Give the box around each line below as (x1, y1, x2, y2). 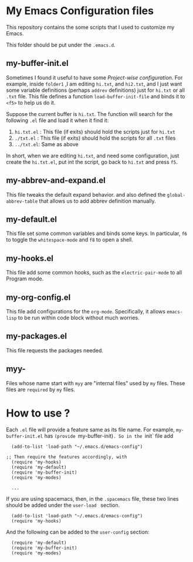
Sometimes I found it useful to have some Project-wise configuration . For (6, 74, 183, 81)
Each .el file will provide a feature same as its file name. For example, (6, 426, 175, 433)
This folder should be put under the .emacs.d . (6, 41, 116, 48)
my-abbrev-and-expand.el (6, 176, 106, 186)
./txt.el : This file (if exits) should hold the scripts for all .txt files (14, 134, 176, 141)
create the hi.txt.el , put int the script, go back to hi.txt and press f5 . (6, 158, 178, 166)
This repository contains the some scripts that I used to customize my (6, 24, 175, 31)
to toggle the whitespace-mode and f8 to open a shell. (6, 236, 134, 243)
